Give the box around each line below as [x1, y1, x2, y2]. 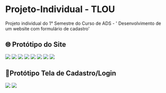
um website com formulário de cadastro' [5, 25, 90, 31]
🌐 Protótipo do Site [5, 40, 66, 49]
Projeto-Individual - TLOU [5, 4, 115, 15]
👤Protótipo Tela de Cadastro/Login [5, 69, 116, 78]
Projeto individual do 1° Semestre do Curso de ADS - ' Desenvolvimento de [5, 20, 161, 26]
